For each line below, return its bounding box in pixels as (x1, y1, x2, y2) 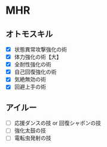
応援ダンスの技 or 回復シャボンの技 (14, 120, 102, 127)
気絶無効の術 (14, 76, 46, 83)
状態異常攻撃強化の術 (14, 46, 67, 53)
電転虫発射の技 (14, 134, 51, 142)
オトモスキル (5, 29, 53, 39)
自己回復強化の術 (14, 68, 57, 75)
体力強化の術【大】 (14, 53, 62, 60)
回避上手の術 (14, 83, 46, 90)
